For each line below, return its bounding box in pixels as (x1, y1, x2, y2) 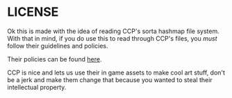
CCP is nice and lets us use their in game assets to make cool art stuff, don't (7, 68, 226, 77)
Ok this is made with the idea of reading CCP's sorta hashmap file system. (7, 27, 220, 35)
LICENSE (7, 4, 59, 20)
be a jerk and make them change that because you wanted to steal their (7, 75, 213, 84)
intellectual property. (7, 83, 67, 91)
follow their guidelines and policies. (7, 41, 108, 50)
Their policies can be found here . (7, 55, 102, 63)
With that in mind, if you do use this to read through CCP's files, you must (7, 34, 217, 42)
